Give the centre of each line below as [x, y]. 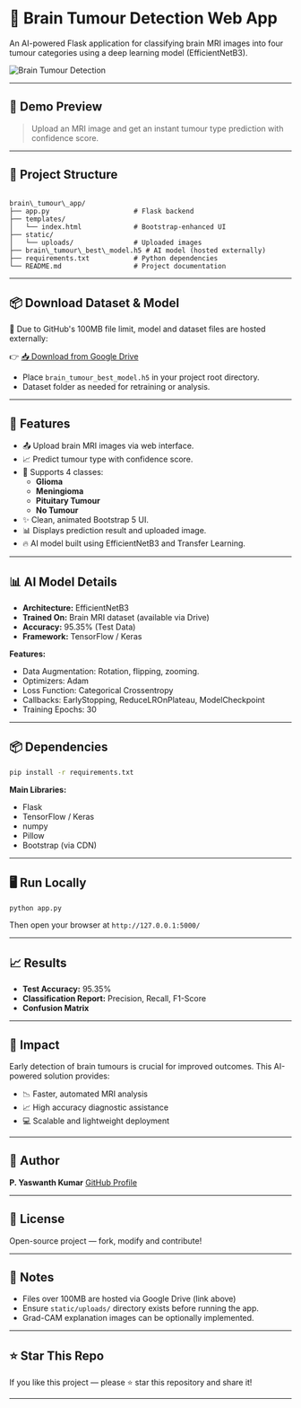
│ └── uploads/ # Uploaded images [106, 242]
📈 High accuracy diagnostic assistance [95, 1107]
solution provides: [77, 1076]
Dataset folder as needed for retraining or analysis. [116, 387]
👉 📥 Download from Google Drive [74, 356]
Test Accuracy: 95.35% [67, 989]
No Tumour [57, 510]
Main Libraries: [38, 789]
